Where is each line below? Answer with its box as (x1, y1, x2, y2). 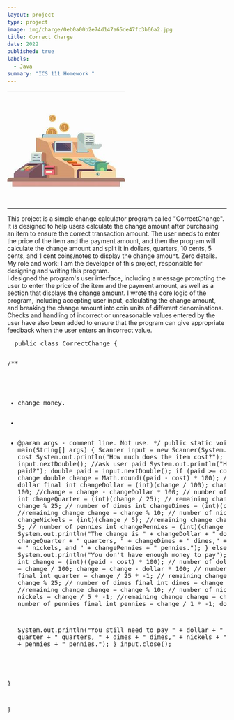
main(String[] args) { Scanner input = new (17, 446, 169, 454)
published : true (7, 48, 54, 55)
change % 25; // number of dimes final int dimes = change (17, 579, 224, 586)
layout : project (7, 11, 54, 18)
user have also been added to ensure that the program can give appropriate (7, 318, 225, 326)
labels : (7, 56, 30, 63)
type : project (7, 18, 49, 26)
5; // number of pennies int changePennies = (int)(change (17, 523, 224, 531)
